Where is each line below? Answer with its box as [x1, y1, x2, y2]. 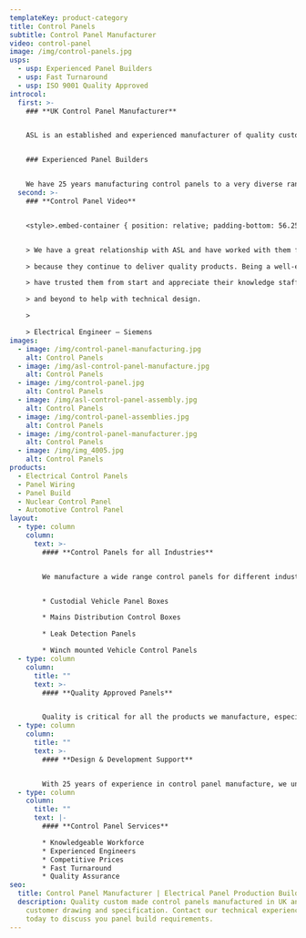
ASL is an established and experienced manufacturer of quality [25, 131, 275, 140]
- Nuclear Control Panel [17, 497, 112, 506]
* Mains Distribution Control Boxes [42, 613, 181, 622]
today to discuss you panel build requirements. [25, 914, 214, 923]
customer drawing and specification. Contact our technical [25, 905, 259, 915]
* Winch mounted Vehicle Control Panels [42, 646, 198, 656]
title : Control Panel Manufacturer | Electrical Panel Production [17, 889, 275, 898]
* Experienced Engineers [42, 846, 137, 856]
